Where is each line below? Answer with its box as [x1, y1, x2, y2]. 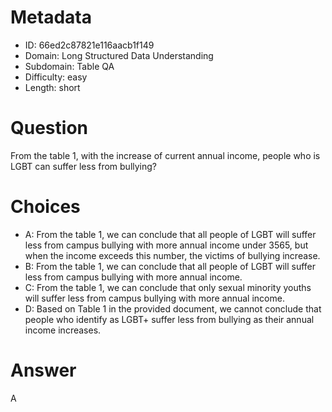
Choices [10, 196, 81, 218]
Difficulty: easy [24, 71, 88, 83]
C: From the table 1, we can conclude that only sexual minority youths [24, 281, 312, 293]
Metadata [10, 6, 92, 29]
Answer [10, 359, 77, 381]
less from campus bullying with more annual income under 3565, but [24, 239, 309, 251]
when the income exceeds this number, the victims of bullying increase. [24, 249, 321, 261]
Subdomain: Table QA [24, 60, 115, 72]
